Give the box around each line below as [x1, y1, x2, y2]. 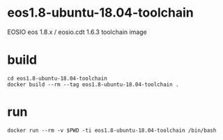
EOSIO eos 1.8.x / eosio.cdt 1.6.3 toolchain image [7, 28, 148, 36]
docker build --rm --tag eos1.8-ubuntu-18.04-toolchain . [7, 81, 179, 88]
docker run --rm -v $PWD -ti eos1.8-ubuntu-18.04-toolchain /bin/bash [7, 127, 217, 134]
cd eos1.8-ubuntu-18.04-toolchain [7, 75, 108, 82]
